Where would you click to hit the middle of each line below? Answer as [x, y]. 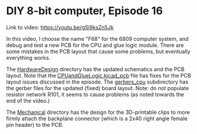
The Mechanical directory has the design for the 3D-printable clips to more [98, 112]
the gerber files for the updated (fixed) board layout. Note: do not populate [98, 88]
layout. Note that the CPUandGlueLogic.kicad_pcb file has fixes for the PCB [99, 75]
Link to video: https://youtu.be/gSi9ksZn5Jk [60, 27]
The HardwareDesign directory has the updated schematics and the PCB [95, 69]
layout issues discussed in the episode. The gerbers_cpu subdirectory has [97, 82]
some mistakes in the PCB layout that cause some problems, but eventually [98, 51]
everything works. [28, 58]
